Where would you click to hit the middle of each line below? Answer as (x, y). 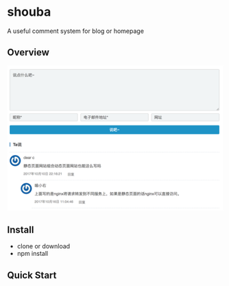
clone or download (44, 246)
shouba (29, 12)
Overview (28, 52)
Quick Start (32, 275)
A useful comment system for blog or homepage (75, 31)
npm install (33, 254)
